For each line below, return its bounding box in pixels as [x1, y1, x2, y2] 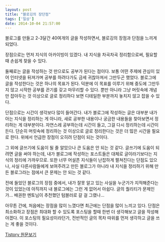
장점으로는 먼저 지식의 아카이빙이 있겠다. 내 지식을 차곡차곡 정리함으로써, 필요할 [5, 52, 158, 58]
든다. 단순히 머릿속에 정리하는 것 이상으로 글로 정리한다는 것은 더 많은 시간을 [5, 128, 151, 134]
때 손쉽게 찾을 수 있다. [5, 58, 47, 64]
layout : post [5, 7, 32, 12]
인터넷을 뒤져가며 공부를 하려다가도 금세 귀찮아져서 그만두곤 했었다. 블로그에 [10, 74, 157, 80]
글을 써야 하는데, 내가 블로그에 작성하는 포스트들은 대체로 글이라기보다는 [14, 151, 153, 157]
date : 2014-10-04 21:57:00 [5, 21, 61, 26]
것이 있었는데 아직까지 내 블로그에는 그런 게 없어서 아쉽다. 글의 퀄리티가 [5, 186, 142, 192]
